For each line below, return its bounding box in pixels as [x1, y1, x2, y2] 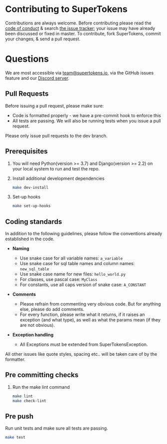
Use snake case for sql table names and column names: [19, 261, 135, 267]
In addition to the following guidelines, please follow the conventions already [5, 231, 163, 237]
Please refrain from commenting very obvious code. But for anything [19, 301, 161, 307]
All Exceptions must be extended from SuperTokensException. [19, 341, 148, 347]
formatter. [5, 356, 26, 362]
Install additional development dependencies [12, 175, 105, 181]
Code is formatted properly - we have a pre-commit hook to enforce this [12, 112, 161, 118]
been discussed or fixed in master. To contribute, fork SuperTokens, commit [5, 30, 161, 36]
